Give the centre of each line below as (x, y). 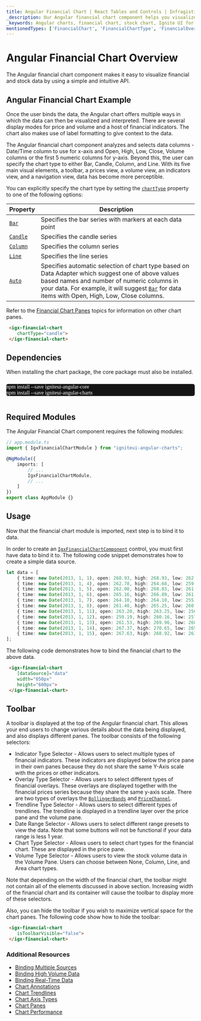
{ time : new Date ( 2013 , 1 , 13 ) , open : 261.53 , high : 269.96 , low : (101, 622)
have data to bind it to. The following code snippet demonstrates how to (95, 555)
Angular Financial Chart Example (69, 100)
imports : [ (31, 464)
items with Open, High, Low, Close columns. (103, 296)
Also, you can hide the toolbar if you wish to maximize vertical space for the (100, 911)
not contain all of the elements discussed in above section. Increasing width (100, 886)
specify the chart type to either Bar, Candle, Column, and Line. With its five (98, 164)
